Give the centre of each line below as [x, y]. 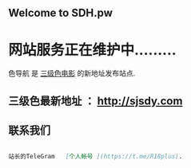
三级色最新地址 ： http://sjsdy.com [95, 101]
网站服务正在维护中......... [93, 50]
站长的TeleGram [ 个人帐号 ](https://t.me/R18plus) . [95, 156]
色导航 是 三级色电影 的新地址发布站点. [72, 73]
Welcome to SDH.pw [61, 13]
